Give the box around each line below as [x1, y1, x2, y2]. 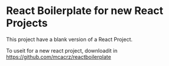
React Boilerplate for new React [6, 4, 164, 18]
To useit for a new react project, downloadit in [6, 47, 118, 54]
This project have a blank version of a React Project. [6, 36, 132, 43]
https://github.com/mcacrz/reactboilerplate [6, 53, 111, 60]
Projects [6, 16, 48, 30]
